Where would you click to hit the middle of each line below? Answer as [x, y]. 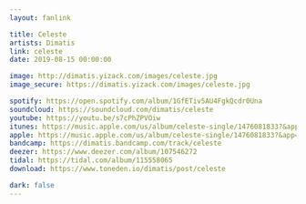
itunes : [24, 127]
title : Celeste [38, 34]
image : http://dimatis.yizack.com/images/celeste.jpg [114, 76]
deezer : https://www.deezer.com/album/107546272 [103, 152]
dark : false [32, 185]
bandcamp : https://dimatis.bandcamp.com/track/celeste [116, 143]
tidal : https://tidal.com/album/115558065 [91, 160]
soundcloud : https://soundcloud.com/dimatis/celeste [112, 109]
